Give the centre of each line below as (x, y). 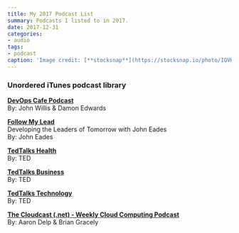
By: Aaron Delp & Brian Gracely (53, 222)
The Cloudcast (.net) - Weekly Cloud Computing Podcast (94, 215)
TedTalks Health (32, 151)
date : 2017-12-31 (33, 27)
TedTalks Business (36, 172)
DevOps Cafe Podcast (41, 101)
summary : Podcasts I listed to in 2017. (68, 21)
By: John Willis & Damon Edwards (57, 108)
